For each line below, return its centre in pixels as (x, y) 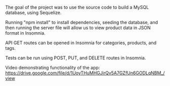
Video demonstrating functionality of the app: (53, 68)
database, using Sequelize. (33, 13)
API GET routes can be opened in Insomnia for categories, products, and (81, 43)
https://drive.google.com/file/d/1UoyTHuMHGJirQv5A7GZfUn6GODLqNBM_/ (85, 73)
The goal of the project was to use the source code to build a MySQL (77, 7)
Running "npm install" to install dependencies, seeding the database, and (82, 22)
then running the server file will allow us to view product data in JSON (78, 28)
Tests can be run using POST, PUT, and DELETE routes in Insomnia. (76, 58)
